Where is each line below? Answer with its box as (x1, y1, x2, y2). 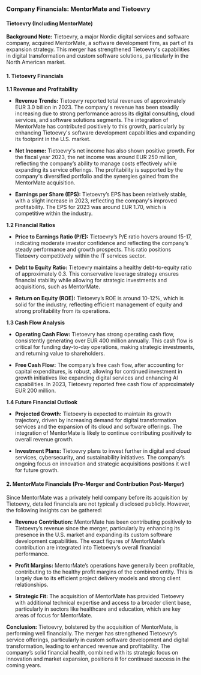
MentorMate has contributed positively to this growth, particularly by (14, 123, 185, 130)
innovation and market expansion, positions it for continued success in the (6, 655, 190, 662)
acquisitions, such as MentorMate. (14, 283, 101, 290)
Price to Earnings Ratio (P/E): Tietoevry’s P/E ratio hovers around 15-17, (14, 233, 192, 240)
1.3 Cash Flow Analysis (6, 319, 65, 326)
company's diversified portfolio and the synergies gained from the (14, 173, 179, 180)
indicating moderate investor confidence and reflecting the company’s (14, 240, 189, 247)
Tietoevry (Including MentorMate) (6, 20, 93, 27)
